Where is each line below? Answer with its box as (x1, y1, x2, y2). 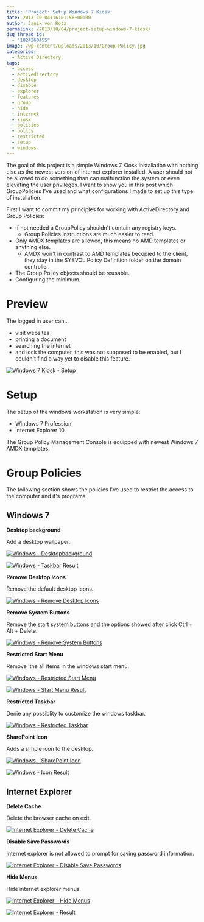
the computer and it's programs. (6, 493, 87, 500)
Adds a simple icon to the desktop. (6, 745, 94, 753)
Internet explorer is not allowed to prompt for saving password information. (6, 850, 195, 857)
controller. (24, 262, 50, 270)
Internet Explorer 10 (15, 426, 65, 434)
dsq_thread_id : (6, 32, 45, 38)
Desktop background (6, 526, 61, 533)
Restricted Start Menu (6, 651, 64, 658)
